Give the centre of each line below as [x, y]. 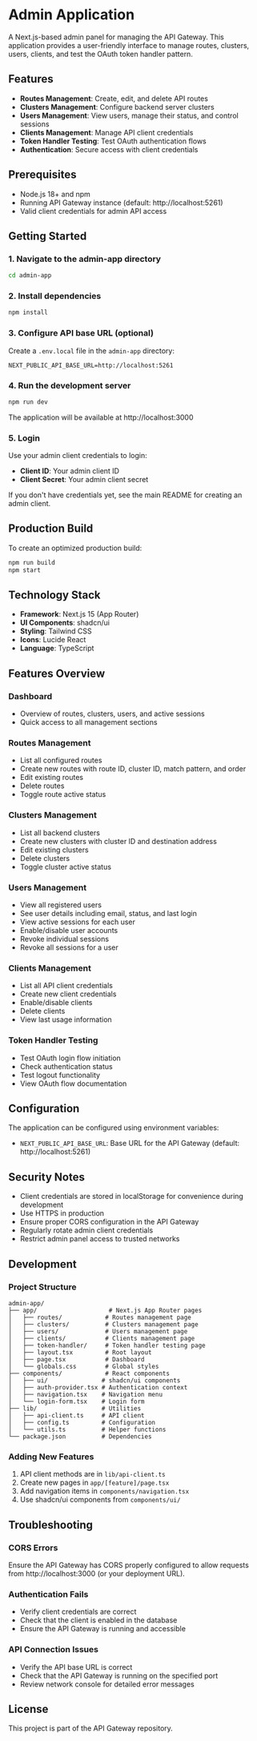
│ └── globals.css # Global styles [84, 1366]
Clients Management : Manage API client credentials [106, 132]
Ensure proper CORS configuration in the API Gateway [109, 1222]
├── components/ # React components [89, 1373]
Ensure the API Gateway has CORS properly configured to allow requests [129, 1565]
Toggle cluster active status [66, 866]
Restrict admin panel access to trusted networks [100, 1239]
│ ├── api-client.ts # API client [77, 1415]
